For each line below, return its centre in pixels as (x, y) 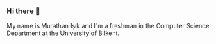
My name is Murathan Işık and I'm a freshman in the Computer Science (108, 26)
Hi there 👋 (24, 11)
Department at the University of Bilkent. (63, 33)
